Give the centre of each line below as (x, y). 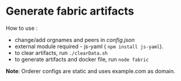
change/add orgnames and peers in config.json (75, 40)
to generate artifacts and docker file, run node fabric (82, 59)
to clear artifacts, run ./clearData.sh (61, 52)
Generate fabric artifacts (70, 11)
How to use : (22, 28)
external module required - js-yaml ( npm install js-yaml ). (89, 46)
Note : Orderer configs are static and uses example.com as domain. (90, 71)
